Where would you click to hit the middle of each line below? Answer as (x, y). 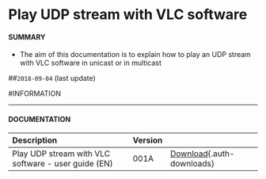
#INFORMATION (35, 93)
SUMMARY (27, 36)
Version (148, 140)
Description (35, 140)
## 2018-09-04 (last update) (52, 78)
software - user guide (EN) (63, 163)
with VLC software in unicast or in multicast (91, 63)
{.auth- (221, 154)
